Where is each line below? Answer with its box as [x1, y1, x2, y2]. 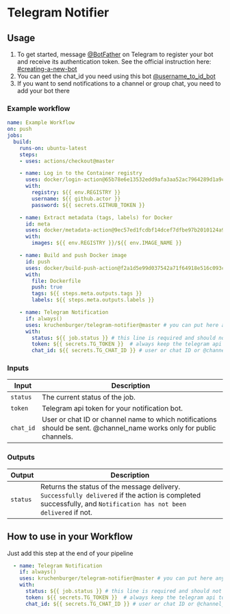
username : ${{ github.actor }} [31, 195, 121, 202]
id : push [25, 258, 51, 265]
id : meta [25, 221, 51, 228]
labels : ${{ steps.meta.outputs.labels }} [31, 297, 155, 304]
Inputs [7, 363, 29, 373]
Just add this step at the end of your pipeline [7, 549, 133, 557]
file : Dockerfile [31, 278, 81, 284]
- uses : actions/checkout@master [19, 158, 115, 164]
